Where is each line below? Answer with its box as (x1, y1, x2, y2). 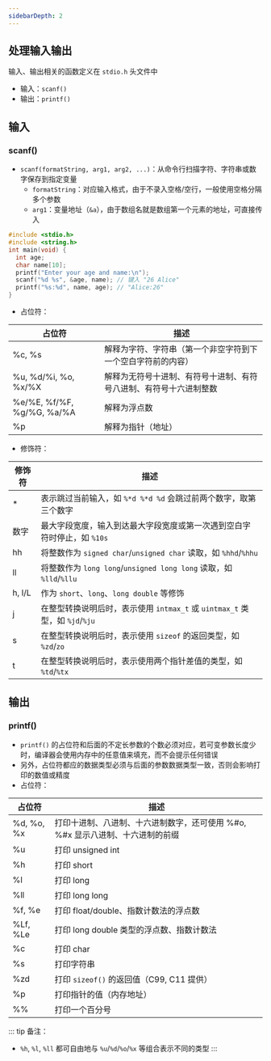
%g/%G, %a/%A (12, 407, 76, 417)
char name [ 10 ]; (15, 260, 67, 269)
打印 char (54, 943, 90, 954)
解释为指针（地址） (104, 421, 177, 433)
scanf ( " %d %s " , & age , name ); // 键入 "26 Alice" (15, 276, 180, 284)
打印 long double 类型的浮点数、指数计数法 (54, 924, 218, 935)
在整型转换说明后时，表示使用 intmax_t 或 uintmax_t (40, 603, 240, 614)
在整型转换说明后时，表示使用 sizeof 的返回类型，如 (40, 630, 240, 641)
